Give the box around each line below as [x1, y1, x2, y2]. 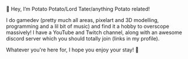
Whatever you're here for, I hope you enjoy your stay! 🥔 [6, 46, 139, 53]
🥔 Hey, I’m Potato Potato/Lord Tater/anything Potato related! [6, 6, 150, 12]
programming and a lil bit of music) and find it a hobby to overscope [6, 23, 169, 30]
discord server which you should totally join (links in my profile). [6, 35, 160, 42]
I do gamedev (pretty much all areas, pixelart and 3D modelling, [6, 17, 159, 23]
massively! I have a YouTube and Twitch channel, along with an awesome [6, 29, 182, 36]
